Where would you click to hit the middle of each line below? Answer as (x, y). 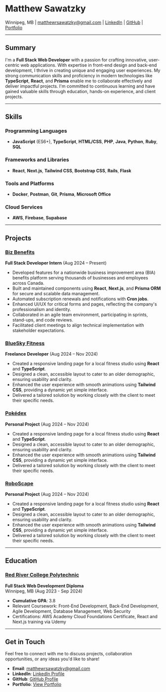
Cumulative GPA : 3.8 (34, 600)
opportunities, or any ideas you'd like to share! (52, 659)
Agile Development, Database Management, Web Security (71, 611)
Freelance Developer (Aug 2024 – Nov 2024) (51, 354)
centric (12, 65)
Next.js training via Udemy (39, 622)
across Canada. (28, 283)
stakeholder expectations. (39, 330)
